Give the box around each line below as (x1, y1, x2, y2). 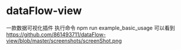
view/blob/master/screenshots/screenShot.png (6, 37, 122, 44)
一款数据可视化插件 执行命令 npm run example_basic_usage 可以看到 (6, 24, 176, 31)
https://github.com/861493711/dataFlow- (6, 31, 106, 38)
